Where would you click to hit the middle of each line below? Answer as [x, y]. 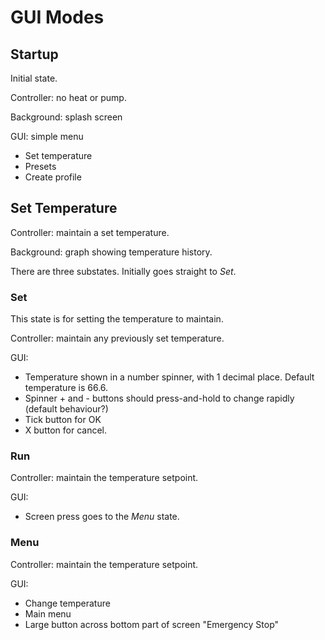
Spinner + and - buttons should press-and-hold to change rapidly [159, 398]
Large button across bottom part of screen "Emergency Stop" [152, 624]
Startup [34, 54]
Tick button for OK [63, 420]
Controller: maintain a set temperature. [90, 232]
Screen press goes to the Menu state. [102, 517]
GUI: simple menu [47, 136]
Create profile [53, 177]
